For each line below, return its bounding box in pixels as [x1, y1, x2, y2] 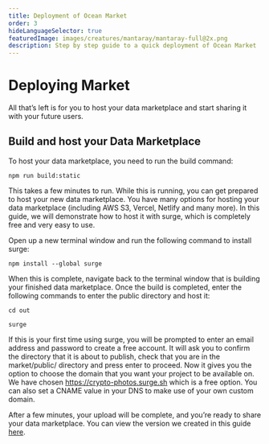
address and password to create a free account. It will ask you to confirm [8, 343, 251, 352]
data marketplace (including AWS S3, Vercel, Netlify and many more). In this [8, 203, 260, 212]
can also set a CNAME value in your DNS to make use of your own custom [8, 385, 255, 395]
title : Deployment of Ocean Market [8, 11, 128, 20]
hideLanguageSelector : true [8, 27, 103, 35]
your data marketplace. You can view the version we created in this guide [8, 418, 251, 428]
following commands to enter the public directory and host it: [8, 290, 210, 300]
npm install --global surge [8, 259, 103, 268]
